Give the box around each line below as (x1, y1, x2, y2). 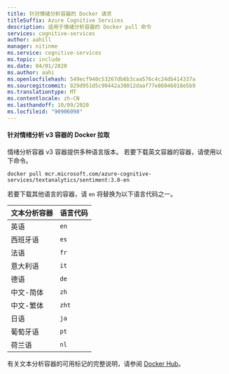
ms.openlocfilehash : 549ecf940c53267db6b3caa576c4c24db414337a (7, 75, 196, 83)
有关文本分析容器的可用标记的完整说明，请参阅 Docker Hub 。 (7, 359, 185, 368)
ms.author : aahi (7, 69, 55, 76)
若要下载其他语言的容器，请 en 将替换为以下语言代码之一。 (7, 189, 177, 198)
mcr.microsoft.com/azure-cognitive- (44, 170, 152, 178)
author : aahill (7, 36, 52, 44)
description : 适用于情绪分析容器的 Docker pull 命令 (7, 23, 152, 30)
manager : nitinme (7, 43, 58, 50)
